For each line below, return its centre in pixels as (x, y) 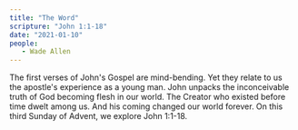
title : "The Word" (44, 18)
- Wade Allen (46, 52)
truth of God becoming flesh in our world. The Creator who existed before (148, 97)
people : (24, 43)
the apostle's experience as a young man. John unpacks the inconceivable (149, 87)
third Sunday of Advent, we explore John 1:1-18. (99, 116)
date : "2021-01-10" (46, 35)
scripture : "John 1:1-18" (58, 26)
